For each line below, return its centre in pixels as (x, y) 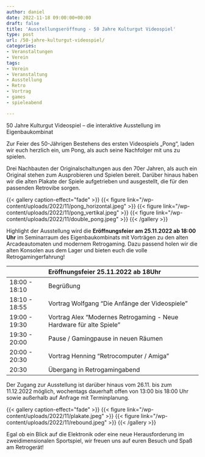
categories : (21, 46)
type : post (20, 35)
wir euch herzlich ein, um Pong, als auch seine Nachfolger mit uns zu (93, 150)
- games (16, 97)
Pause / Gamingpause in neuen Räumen (106, 338)
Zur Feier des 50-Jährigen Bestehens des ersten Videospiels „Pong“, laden (100, 143)
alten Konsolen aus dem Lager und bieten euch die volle (77, 250)
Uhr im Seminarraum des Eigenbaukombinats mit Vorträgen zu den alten (97, 237)
